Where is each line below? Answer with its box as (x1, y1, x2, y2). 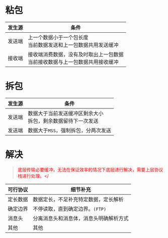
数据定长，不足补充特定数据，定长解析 (33, 196, 124, 203)
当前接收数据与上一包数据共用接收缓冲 (28, 58, 119, 66)
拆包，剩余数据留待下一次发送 (28, 117, 99, 124)
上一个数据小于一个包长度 (28, 34, 89, 41)
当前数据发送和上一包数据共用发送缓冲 (28, 41, 119, 48)
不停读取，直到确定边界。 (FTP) (33, 205, 107, 212)
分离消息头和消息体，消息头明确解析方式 (33, 215, 129, 222)
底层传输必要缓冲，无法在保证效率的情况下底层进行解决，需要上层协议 (17, 166, 163, 172)
